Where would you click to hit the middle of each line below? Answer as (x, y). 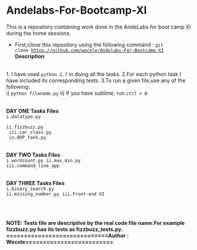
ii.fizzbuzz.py (25, 127)
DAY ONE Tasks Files (33, 111)
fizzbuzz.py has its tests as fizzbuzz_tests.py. (65, 229)
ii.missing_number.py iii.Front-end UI (55, 194)
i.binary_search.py (30, 189)
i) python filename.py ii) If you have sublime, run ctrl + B (77, 93)
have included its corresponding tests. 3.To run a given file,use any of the (96, 80)
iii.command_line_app (33, 165)
